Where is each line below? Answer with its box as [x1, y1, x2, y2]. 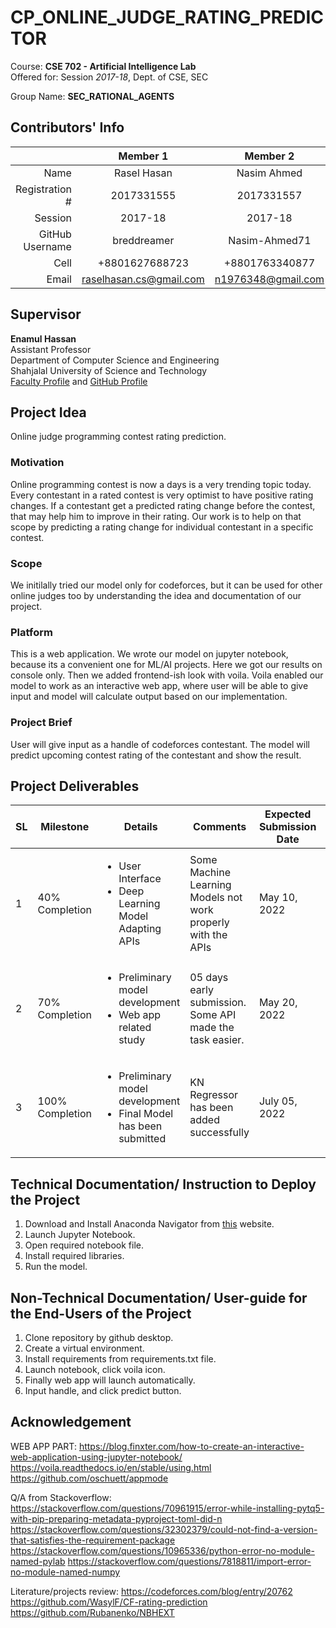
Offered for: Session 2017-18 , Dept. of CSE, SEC [10, 71, 209, 83]
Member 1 [118, 149, 169, 163]
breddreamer [112, 233, 175, 247]
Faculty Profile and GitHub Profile [10, 375, 148, 387]
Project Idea [10, 404, 87, 421]
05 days [189, 971, 229, 985]
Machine [189, 866, 231, 880]
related [118, 1021, 152, 1035]
